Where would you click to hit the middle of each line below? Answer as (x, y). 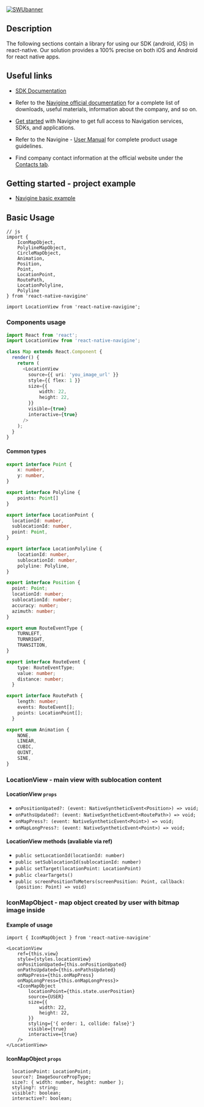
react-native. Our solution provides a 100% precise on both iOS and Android (102, 50)
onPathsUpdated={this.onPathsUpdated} (67, 970)
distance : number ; (41, 679)
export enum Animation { (38, 730)
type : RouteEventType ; (46, 668)
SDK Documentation (41, 91)
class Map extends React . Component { (54, 352)
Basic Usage (31, 218)
